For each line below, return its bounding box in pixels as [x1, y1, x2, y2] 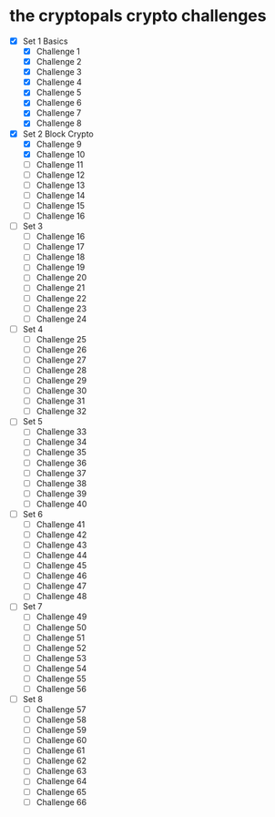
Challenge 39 [36, 488, 87, 499]
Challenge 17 [36, 241, 85, 252]
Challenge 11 [36, 158, 84, 169]
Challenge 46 [36, 570, 87, 581]
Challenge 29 [36, 375, 87, 385]
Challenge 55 [36, 673, 87, 684]
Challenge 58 [36, 714, 87, 725]
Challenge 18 [36, 251, 86, 262]
